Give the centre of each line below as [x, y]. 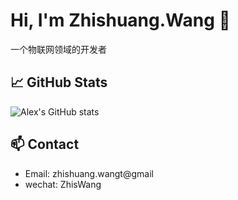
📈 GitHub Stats [59, 82]
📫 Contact [45, 144]
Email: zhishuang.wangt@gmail [89, 173]
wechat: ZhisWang [63, 184]
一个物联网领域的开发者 [58, 49]
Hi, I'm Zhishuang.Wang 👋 [120, 20]
